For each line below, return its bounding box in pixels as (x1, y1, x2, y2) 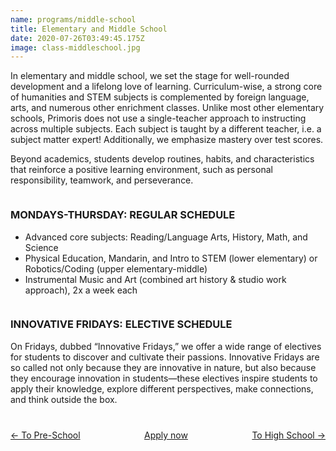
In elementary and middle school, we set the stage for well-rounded (10, 70, 290, 82)
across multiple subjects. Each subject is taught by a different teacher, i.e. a (10, 123, 322, 135)
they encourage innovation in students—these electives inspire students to (10, 372, 318, 384)
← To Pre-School (10, 429, 81, 441)
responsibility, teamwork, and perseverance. (10, 174, 194, 186)
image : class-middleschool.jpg (10, 42, 141, 53)
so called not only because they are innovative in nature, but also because (10, 361, 317, 373)
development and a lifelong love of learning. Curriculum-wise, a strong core (10, 81, 323, 93)
